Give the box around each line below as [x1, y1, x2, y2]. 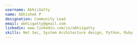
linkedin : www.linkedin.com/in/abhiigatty [5, 26, 95, 31]
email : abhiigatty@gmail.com [5, 21, 66, 26]
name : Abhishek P [5, 12, 41, 17]
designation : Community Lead [5, 16, 66, 21]
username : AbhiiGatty [5, 7, 50, 12]
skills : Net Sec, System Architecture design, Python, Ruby [5, 30, 133, 35]
